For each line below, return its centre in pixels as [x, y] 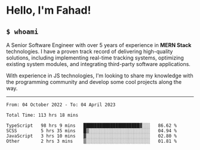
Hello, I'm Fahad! [49, 10]
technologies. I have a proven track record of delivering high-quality [90, 51]
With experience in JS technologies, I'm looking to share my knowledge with [100, 76]
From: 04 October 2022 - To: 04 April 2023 [61, 105]
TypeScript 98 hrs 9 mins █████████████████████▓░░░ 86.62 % [92, 126]
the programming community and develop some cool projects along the [94, 82]
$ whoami [22, 32]
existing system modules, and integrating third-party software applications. [98, 64]
